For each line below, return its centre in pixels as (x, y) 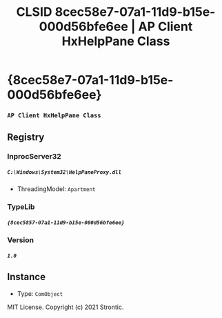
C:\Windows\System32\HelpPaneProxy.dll (64, 172)
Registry (26, 137)
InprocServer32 (34, 157)
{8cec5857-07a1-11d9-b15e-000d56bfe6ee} (66, 222)
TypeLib (21, 207)
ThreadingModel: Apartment (56, 189)
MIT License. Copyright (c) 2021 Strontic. (65, 307)
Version (21, 240)
